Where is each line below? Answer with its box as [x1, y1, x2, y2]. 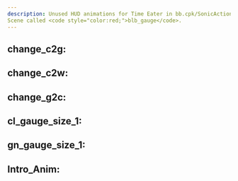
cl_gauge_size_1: [7, 115, 83, 127]
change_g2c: [7, 91, 67, 103]
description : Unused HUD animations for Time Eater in [7, 10, 173, 18]
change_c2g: [7, 43, 67, 55]
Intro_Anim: [7, 163, 60, 175]
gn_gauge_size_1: [7, 139, 86, 151]
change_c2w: [7, 67, 69, 79]
